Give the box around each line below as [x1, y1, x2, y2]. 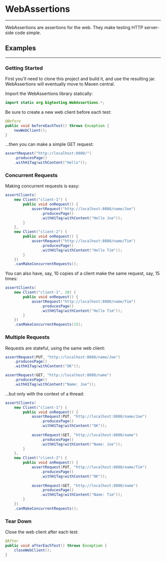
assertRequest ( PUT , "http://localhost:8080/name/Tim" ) [31, 465, 147, 470]
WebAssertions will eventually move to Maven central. [5, 81, 115, 87]
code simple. [14, 30, 41, 36]
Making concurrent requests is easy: [5, 183, 80, 189]
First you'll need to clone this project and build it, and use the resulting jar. [5, 76, 156, 82]
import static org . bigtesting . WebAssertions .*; [5, 100, 105, 105]
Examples [5, 44, 36, 52]
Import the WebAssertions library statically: [5, 90, 93, 97]
